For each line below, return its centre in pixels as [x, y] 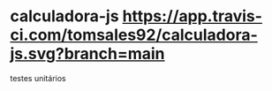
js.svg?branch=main [88, 54]
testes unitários [38, 78]
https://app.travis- [193, 16]
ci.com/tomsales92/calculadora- [134, 35]
